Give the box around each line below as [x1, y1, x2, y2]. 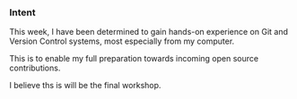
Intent [9, 6, 36, 19]
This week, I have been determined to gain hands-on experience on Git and [9, 27, 289, 37]
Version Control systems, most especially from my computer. [9, 36, 235, 46]
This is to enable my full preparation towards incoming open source [9, 54, 258, 64]
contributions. [9, 62, 61, 73]
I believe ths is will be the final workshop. [9, 80, 162, 91]
